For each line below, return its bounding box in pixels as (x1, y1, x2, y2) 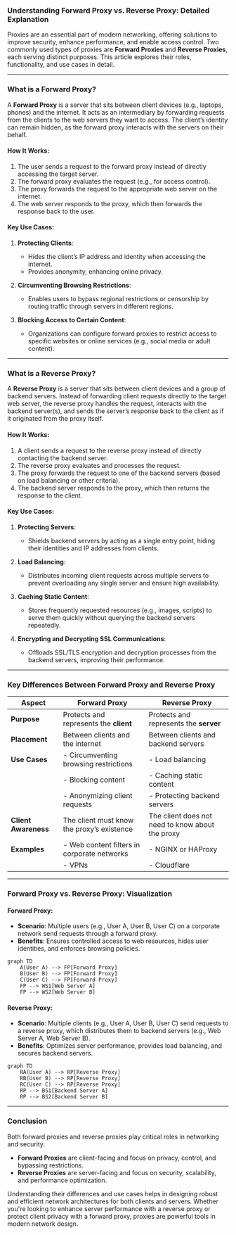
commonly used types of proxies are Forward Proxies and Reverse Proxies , (7, 45, 228, 54)
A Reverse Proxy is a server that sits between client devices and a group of (7, 384, 226, 393)
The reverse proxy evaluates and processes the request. (17, 461, 181, 469)
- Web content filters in (63, 840, 140, 849)
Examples (11, 844, 44, 854)
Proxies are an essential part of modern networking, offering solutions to (7, 30, 218, 39)
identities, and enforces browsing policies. (17, 944, 140, 953)
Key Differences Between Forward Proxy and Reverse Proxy (7, 680, 216, 690)
